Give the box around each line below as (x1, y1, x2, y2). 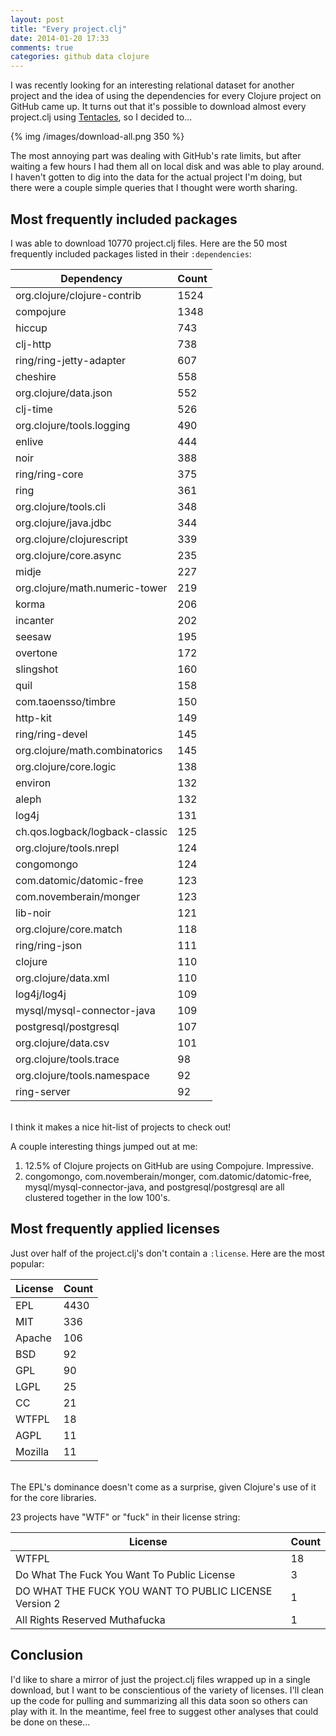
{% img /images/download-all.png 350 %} (10, 131, 185, 143)
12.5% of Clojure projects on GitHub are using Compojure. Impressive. (24, 1159, 315, 1171)
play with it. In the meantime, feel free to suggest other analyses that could (10, 1705, 319, 1717)
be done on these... (10, 1716, 91, 1728)
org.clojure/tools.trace (15, 1052, 120, 1066)
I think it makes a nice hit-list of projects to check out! (10, 1121, 232, 1133)
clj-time (15, 402, 53, 416)
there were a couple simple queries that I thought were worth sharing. (10, 182, 298, 194)
